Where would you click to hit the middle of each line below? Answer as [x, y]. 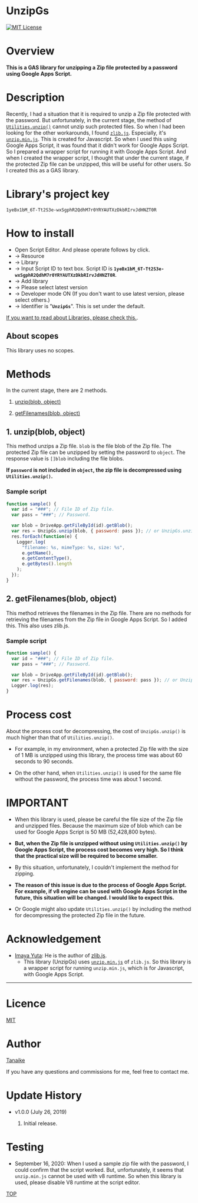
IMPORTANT [37, 803]
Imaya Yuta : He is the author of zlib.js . [61, 955]
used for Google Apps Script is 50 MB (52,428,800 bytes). [85, 832]
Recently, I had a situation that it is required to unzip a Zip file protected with [98, 114]
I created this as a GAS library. [43, 170]
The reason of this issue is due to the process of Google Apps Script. [100, 885]
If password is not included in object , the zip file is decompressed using [94, 470]
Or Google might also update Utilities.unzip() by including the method [103, 909]
